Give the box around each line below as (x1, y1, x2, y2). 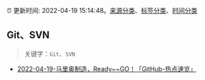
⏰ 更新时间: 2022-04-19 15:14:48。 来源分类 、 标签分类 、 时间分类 (6, 6, 198, 14)
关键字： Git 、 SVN (24, 49, 76, 58)
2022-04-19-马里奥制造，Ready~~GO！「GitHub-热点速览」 (16, 64, 197, 73)
